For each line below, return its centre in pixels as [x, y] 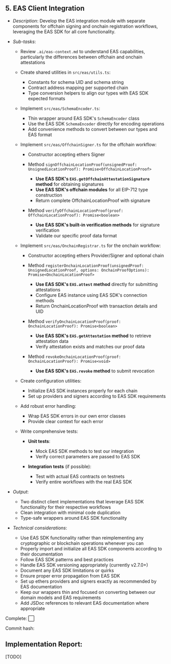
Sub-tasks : [24, 41]
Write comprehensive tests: [49, 431]
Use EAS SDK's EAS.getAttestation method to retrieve [93, 336]
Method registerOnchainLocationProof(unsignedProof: [86, 265]
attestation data [52, 341]
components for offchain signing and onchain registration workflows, [85, 26]
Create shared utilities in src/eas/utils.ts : [65, 72]
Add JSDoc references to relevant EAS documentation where [84, 603]
